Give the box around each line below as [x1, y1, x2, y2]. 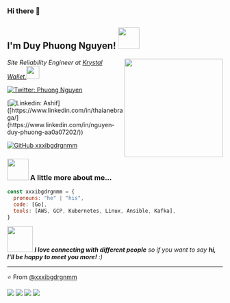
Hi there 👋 [7, 6, 41, 16]
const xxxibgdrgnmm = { [7, 188, 75, 196]
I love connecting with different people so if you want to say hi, [34, 246, 216, 254]
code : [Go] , [13, 201, 48, 208]
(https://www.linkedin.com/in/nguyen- [7, 120, 115, 129]
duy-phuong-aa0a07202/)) [7, 128, 84, 136]
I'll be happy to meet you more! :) [7, 253, 103, 261]
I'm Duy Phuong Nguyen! [7, 40, 116, 52]
